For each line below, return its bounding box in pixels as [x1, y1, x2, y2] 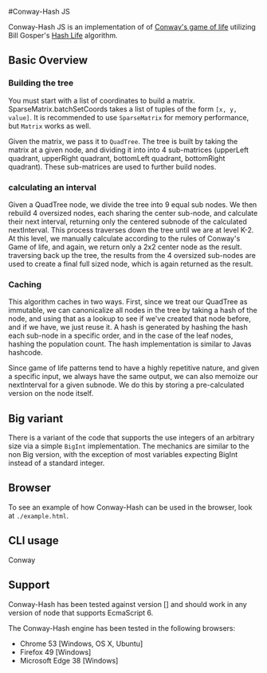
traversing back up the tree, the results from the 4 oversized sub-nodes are [8, 250, 257, 260]
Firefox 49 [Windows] [19, 647, 92, 656]
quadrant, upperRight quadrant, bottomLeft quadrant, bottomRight [8, 153, 226, 162]
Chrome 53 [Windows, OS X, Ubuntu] [19, 639, 143, 648]
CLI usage [8, 534, 60, 548]
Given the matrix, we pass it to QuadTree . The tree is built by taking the [8, 136, 238, 146]
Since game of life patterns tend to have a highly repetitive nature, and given [8, 363, 260, 373]
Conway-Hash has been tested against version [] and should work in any [8, 599, 247, 608]
